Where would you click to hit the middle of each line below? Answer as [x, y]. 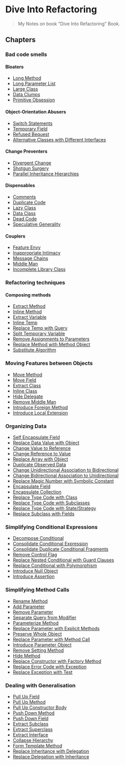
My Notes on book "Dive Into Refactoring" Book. [69, 24]
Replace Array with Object [40, 459]
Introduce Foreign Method [40, 407]
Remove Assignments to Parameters [51, 339]
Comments [24, 197]
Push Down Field [30, 718]
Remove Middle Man [34, 402]
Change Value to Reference [42, 448]
